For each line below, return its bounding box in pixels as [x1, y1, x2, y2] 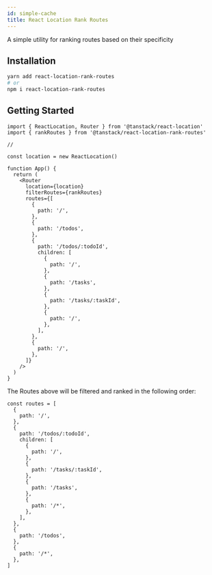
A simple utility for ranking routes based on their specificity [7, 35, 174, 43]
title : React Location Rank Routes [7, 16, 109, 23]
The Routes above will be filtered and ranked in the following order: [7, 387, 196, 395]
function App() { [7, 165, 57, 172]
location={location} [25, 183, 84, 190]
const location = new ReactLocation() [7, 153, 118, 160]
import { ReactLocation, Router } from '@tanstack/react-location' [7, 123, 204, 130]
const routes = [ [7, 400, 57, 407]
